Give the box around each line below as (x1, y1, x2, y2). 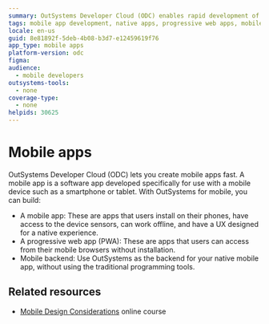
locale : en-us (8, 26, 56, 34)
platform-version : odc (8, 49, 84, 57)
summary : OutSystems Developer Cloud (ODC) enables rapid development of (8, 11, 260, 20)
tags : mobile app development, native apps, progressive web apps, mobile (8, 19, 263, 27)
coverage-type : (8, 94, 59, 102)
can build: (8, 195, 42, 205)
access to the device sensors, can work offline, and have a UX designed (19, 219, 259, 229)
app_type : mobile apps (8, 42, 84, 50)
